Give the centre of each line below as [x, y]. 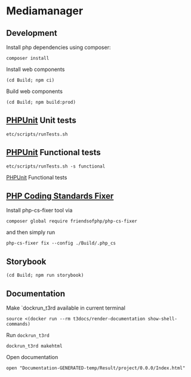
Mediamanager [45, 11]
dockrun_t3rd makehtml [34, 346]
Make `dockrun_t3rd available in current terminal [66, 308]
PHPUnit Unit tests [41, 120]
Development [32, 33]
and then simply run [31, 232]
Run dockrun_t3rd [28, 335]
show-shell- [163, 319]
